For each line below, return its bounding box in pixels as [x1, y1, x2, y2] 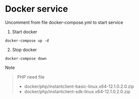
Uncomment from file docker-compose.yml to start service [5, 19, 123, 25]
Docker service [5, 3, 68, 15]
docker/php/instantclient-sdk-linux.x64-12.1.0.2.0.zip [24, 88, 131, 94]
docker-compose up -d [5, 38, 49, 43]
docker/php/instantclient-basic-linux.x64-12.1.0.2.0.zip [24, 83, 134, 89]
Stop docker [12, 47, 37, 52]
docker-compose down [5, 56, 47, 61]
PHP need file [17, 74, 45, 80]
